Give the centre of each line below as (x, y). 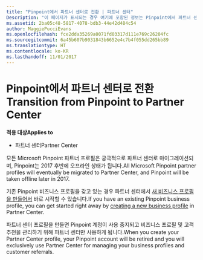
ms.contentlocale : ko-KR (37, 51)
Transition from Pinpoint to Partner (95, 102)
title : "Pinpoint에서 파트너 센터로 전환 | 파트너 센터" (70, 12)
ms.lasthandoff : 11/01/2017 (42, 57)
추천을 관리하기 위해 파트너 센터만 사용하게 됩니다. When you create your (93, 232)
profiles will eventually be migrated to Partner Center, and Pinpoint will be (98, 172)
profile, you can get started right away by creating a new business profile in (100, 206)
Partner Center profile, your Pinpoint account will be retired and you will (95, 239)
